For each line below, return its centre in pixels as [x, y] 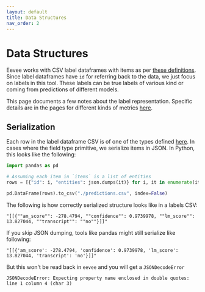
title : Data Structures [37, 18]
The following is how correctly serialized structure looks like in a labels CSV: [102, 205]
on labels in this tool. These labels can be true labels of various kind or [95, 83]
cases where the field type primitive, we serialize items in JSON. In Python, [101, 148]
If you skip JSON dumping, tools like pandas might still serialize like [91, 232]
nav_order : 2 [23, 23]
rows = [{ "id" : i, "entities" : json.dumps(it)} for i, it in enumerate [99, 182]
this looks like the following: [41, 155]
